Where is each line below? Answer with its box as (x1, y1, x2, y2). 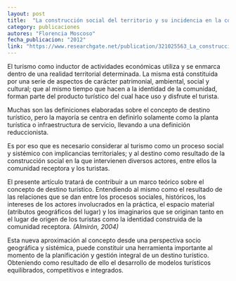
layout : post (7, 10, 46, 18)
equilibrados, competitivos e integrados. (7, 266, 124, 274)
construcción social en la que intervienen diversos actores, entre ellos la (7, 157, 217, 165)
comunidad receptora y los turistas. (7, 164, 110, 172)
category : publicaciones (7, 23, 80, 30)
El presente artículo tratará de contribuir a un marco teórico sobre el (7, 178, 204, 186)
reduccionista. (7, 128, 49, 136)
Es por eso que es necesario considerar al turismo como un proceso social (7, 142, 224, 150)
